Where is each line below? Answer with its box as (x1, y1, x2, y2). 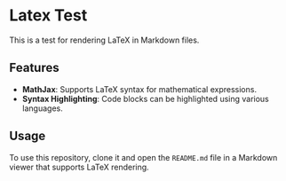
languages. (21, 103, 64, 114)
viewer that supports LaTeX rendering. (9, 161, 149, 172)
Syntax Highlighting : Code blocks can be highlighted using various (21, 93, 269, 104)
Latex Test (9, 5, 88, 26)
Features (9, 60, 60, 75)
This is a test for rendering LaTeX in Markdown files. (9, 35, 200, 45)
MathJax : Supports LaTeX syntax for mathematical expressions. (21, 83, 258, 94)
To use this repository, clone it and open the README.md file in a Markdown (9, 152, 278, 162)
